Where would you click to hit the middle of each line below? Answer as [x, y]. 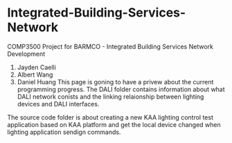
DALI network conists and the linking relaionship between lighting [110, 96]
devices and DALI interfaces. [58, 104]
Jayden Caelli [37, 67]
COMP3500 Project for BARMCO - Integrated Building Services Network [110, 46]
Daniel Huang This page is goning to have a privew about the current [115, 82]
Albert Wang [35, 75]
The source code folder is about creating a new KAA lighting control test [110, 117]
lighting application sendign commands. [64, 132]
